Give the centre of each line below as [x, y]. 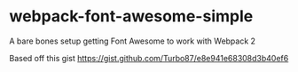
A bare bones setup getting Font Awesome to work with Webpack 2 [132, 41]
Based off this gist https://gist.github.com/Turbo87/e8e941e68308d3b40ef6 [149, 58]
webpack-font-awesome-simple [131, 16]
